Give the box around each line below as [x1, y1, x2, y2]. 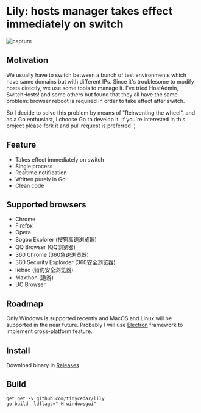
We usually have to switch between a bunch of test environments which [6, 71, 187, 79]
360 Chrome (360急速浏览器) [15, 251, 90, 259]
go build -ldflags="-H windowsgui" [6, 401, 97, 407]
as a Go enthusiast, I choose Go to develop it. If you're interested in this [6, 115, 186, 123]
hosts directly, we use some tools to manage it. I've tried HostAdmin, [6, 84, 178, 92]
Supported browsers [6, 199, 86, 210]
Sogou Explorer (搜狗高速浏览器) [15, 236, 97, 243]
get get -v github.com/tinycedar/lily [6, 395, 105, 401]
